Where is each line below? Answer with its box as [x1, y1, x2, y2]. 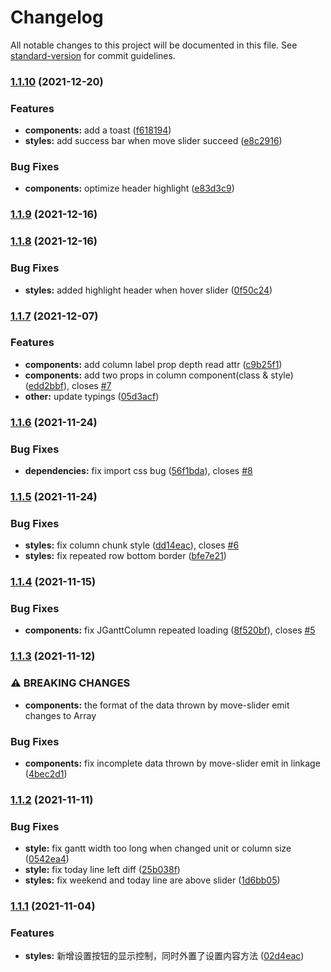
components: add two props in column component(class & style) [24, 369, 294, 381]
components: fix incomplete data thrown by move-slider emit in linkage [24, 757, 321, 769]
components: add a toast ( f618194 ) [24, 124, 172, 136]
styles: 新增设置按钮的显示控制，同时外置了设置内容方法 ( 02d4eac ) [24, 950, 305, 962]
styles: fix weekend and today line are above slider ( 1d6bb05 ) [24, 874, 281, 886]
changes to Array [24, 709, 97, 721]
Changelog [10, 6, 104, 29]
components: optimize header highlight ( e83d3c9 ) [24, 182, 235, 195]
